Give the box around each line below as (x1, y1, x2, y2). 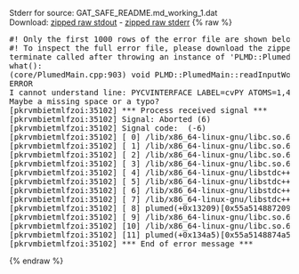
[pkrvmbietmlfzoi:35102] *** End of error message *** (9, 239, 254, 248)
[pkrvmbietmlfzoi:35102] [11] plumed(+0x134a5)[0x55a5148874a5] (9, 230, 296, 239)
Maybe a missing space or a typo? (9, 97, 160, 106)
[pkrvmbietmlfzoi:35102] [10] (9, 222, 141, 230)
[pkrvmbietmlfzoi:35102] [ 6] (9, 186, 141, 195)
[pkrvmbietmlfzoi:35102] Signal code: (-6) (9, 124, 207, 133)
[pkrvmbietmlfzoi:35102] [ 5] (9, 177, 141, 186)
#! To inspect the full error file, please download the (9, 44, 263, 52)
